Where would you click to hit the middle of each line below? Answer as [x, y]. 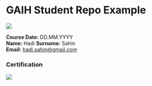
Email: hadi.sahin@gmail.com [42, 49]
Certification [24, 64]
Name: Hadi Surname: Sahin [41, 43]
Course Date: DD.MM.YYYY [40, 37]
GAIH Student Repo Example [76, 10]
